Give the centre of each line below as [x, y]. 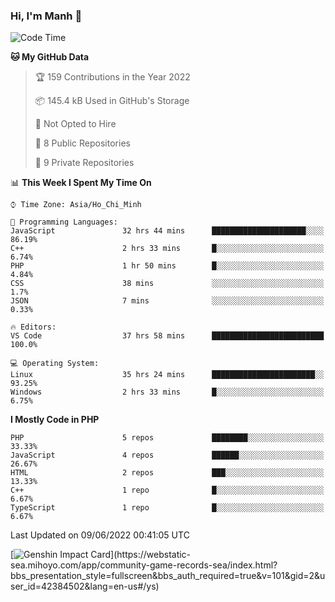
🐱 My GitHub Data [50, 57]
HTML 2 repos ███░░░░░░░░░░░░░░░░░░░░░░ [167, 473]
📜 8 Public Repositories [82, 143]
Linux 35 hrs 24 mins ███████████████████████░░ [167, 375]
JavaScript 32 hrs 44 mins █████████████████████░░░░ [167, 231]
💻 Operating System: [55, 364]
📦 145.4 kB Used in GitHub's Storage [112, 101]
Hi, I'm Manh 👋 [46, 16]
